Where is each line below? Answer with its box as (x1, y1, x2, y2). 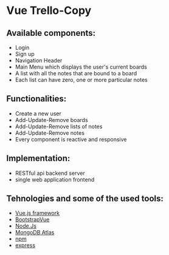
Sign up (15, 50, 35, 58)
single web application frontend (15, 175, 95, 183)
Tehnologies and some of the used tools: (6, 194, 164, 204)
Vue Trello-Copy (6, 4, 92, 18)
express (15, 242, 35, 249)
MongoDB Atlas (15, 229, 55, 236)
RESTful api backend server (15, 169, 85, 177)
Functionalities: (6, 93, 67, 104)
